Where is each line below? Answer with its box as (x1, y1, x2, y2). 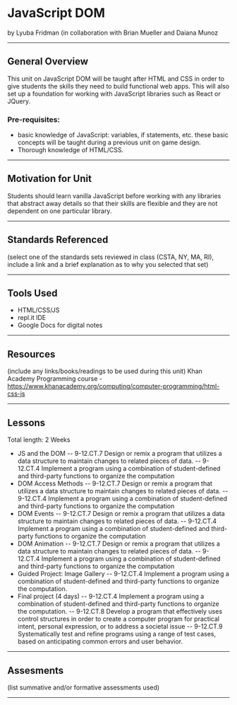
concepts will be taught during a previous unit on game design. (17, 138, 201, 147)
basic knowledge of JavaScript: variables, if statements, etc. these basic (17, 131, 229, 139)
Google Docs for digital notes (17, 321, 103, 330)
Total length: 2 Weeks (7, 435, 71, 444)
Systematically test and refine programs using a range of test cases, (17, 630, 217, 638)
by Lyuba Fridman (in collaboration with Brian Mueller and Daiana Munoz (7, 28, 219, 37)
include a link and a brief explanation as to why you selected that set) (7, 260, 209, 268)
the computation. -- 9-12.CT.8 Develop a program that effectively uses (17, 607, 223, 616)
